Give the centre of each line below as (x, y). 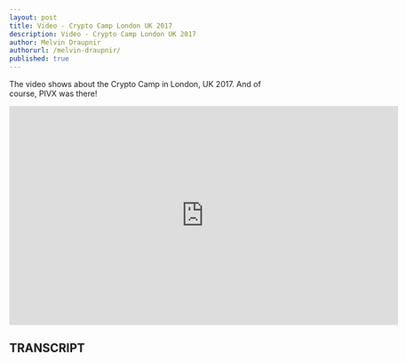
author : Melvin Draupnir (55, 42)
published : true (39, 59)
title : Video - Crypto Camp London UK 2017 (91, 26)
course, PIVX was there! (53, 93)
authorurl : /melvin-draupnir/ (65, 51)
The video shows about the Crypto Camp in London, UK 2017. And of (135, 84)
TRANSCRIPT (48, 348)
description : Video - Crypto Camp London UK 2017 (103, 34)
